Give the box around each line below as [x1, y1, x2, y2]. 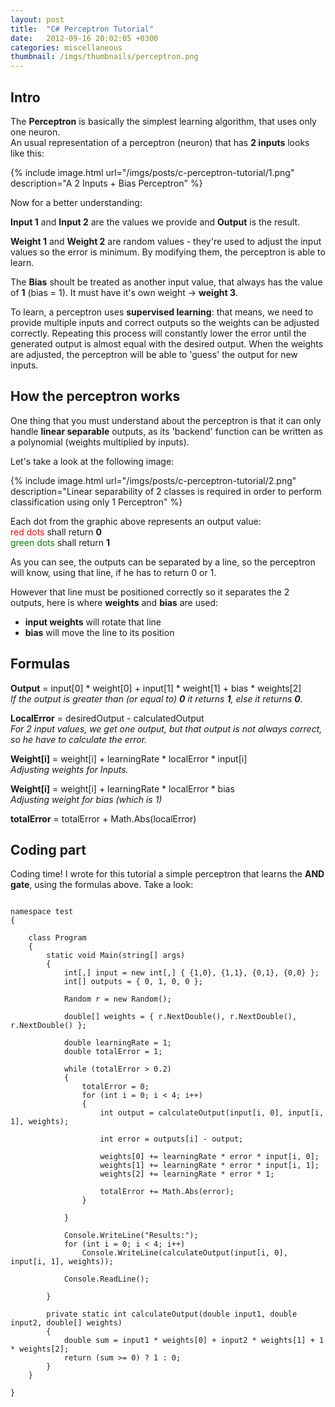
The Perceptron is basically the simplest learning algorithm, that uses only [10, 115, 317, 127]
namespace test [10, 907, 74, 917]
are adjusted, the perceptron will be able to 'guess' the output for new [10, 348, 298, 360]
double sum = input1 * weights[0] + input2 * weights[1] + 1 [63, 1336, 325, 1346]
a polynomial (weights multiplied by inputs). [10, 436, 190, 448]
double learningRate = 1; [63, 1038, 172, 1048]
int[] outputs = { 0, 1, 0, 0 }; [63, 977, 203, 987]
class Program [28, 933, 87, 943]
